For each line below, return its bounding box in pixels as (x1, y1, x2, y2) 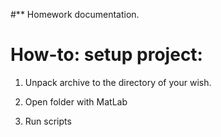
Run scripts (24, 115, 72, 127)
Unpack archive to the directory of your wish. (24, 76, 212, 88)
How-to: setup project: (10, 44, 203, 66)
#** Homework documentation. (10, 9, 140, 20)
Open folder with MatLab (24, 95, 128, 108)
